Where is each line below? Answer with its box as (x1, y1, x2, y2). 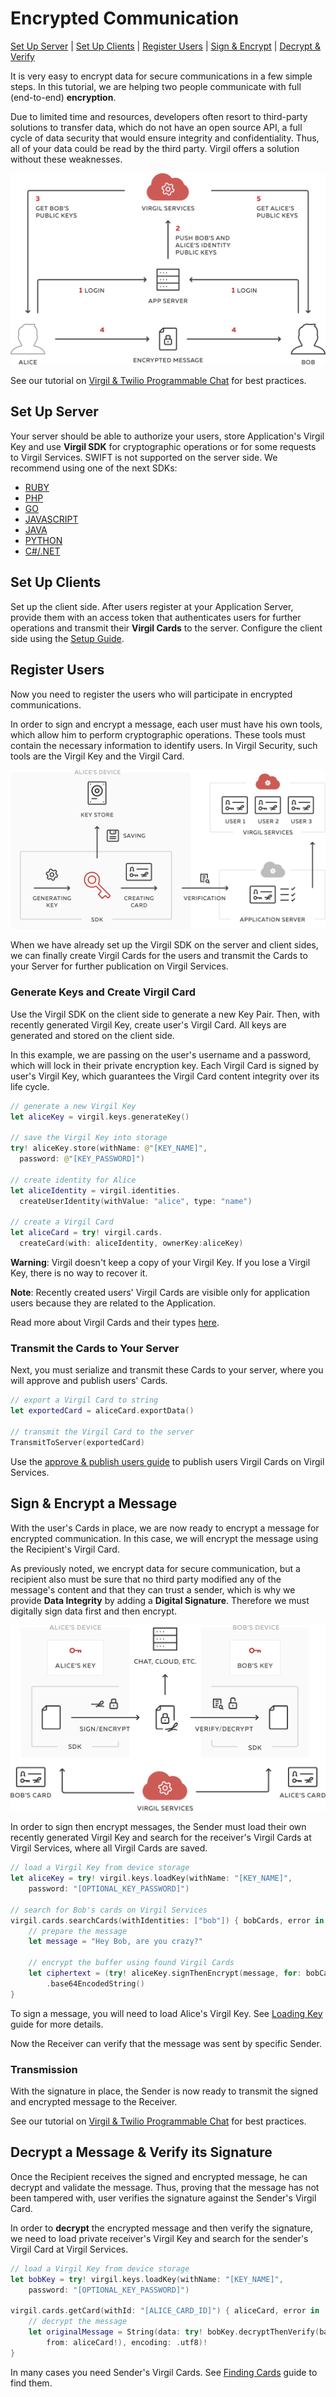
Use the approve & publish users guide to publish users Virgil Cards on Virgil (10, 1455, 325, 1467)
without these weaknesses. (10, 153, 123, 165)
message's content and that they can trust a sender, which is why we (10, 1583, 296, 1596)
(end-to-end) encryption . (10, 91, 117, 103)
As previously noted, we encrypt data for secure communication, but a (10, 1562, 301, 1574)
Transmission (10, 2062, 78, 2076)
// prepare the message (28, 1926, 128, 1936)
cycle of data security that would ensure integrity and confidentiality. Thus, (10, 132, 320, 144)
